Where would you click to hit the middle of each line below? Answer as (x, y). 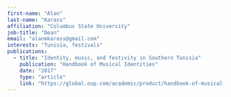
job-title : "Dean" (33, 32)
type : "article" (43, 77)
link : (27, 83)
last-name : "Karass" (37, 20)
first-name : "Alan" (35, 13)
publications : (27, 52)
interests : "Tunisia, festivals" (55, 45)
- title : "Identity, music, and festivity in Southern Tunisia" (107, 58)
